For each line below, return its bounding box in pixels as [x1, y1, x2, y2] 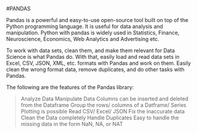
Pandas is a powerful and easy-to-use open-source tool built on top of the [6, 17, 189, 23]
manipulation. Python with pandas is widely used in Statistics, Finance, [6, 29, 180, 36]
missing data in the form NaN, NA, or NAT [20, 121, 123, 127]
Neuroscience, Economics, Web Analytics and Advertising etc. [6, 36, 160, 42]
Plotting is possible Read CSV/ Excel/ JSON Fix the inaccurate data [20, 108, 185, 115]
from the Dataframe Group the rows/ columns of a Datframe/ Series [20, 102, 187, 109]
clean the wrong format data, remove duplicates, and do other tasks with [6, 66, 185, 73]
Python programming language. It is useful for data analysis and [6, 23, 164, 30]
